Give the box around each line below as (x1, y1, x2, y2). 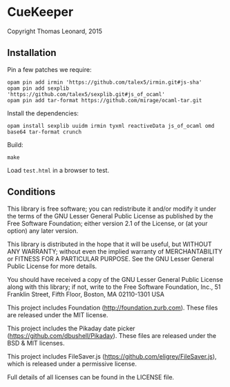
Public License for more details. (7, 262, 97, 270)
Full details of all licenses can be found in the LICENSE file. (7, 372, 175, 381)
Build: (7, 140, 23, 149)
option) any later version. (7, 226, 78, 235)
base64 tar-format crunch (7, 129, 82, 135)
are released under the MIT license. (7, 310, 108, 319)
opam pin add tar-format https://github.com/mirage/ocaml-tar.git (7, 97, 202, 104)
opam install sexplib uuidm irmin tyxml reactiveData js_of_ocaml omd (7, 122, 215, 129)
